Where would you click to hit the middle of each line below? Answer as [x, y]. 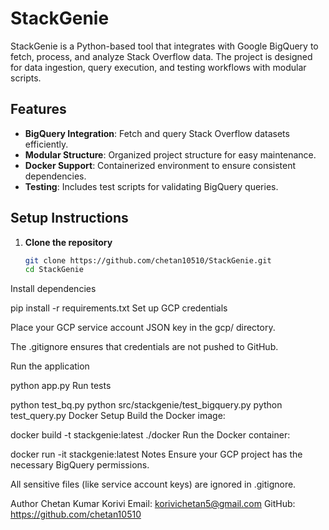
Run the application [50, 366]
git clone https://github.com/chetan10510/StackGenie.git [148, 260]
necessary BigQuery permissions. [80, 465]
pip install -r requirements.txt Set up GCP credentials [119, 308]
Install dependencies [53, 289]
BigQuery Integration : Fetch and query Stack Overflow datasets [157, 133]
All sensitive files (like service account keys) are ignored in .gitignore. [153, 484]
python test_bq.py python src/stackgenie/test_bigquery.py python [146, 405]
